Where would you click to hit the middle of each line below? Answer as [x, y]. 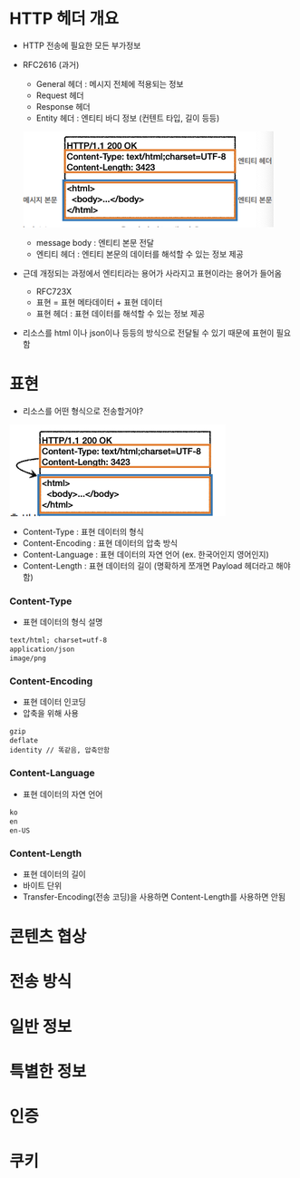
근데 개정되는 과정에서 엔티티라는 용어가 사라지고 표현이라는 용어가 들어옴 [152, 273]
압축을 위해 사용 [50, 714]
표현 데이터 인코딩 [54, 702]
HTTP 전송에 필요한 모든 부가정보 [82, 45]
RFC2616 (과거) [51, 64]
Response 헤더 [63, 106]
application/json [42, 649]
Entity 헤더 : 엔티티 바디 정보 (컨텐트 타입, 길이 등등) [128, 118]
